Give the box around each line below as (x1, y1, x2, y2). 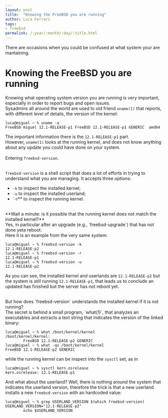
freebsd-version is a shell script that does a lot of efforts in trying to (5, 170, 145, 176)
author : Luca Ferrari (5, 17, 51, 22)
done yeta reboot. (5, 227, 42, 233)
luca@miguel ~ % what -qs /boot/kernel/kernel (5, 343, 104, 348)
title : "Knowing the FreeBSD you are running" (5, 12, 107, 17)
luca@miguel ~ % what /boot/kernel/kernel (5, 330, 95, 335)
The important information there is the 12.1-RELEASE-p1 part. (5, 134, 129, 140)
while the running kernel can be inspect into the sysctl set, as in (5, 356, 138, 362)
